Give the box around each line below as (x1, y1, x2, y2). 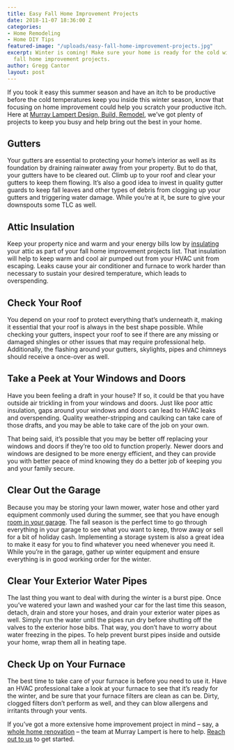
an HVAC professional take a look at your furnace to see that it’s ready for (7, 684, 218, 693)
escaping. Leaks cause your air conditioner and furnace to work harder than (7, 262, 226, 270)
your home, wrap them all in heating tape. (7, 638, 127, 647)
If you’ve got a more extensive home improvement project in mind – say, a (7, 720, 219, 728)
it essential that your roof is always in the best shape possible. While (7, 323, 204, 331)
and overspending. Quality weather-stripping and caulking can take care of (7, 413, 223, 422)
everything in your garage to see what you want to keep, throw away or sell (7, 525, 224, 534)
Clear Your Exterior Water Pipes (7, 575, 148, 587)
